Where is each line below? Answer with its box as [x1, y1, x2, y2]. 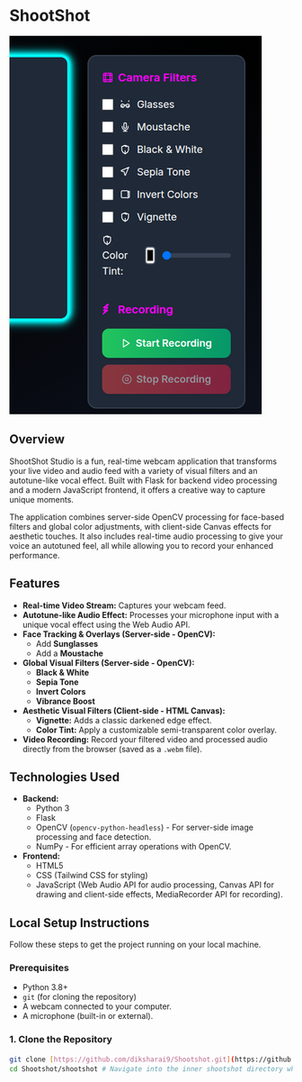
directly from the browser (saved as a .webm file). [22, 743, 202, 754]
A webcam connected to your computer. [22, 1001, 173, 1012]
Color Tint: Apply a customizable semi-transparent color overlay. [35, 724, 277, 735]
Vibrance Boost [35, 696, 96, 706]
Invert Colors [35, 686, 86, 696]
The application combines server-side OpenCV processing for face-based [9, 511, 285, 523]
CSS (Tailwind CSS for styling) [35, 870, 148, 881]
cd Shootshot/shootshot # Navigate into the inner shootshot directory [9, 1064, 283, 1073]
